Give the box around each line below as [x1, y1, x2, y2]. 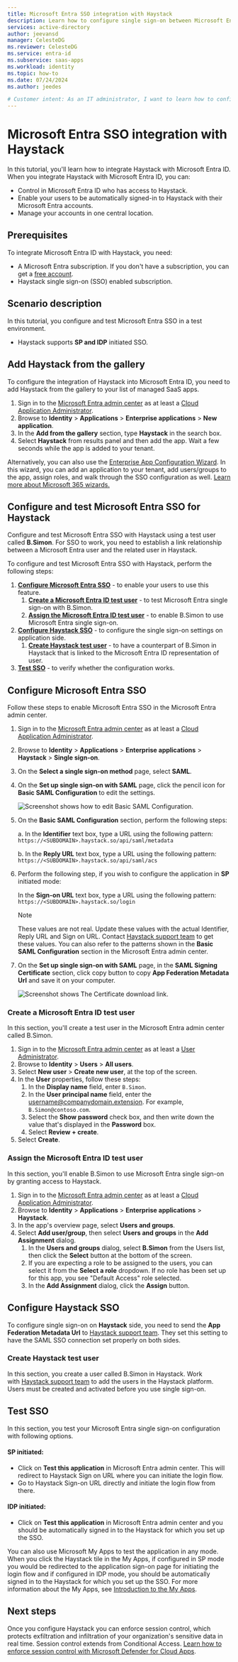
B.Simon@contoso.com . [28, 1105, 91, 1114]
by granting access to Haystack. [7, 1176, 101, 1186]
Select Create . [17, 1135, 60, 1144]
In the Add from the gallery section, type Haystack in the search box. [17, 429, 222, 437]
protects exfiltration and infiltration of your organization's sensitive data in [7, 1631, 223, 1640]
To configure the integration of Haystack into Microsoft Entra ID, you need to [7, 377, 230, 386]
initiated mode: [17, 878, 62, 886]
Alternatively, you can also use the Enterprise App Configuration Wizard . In [7, 457, 226, 466]
